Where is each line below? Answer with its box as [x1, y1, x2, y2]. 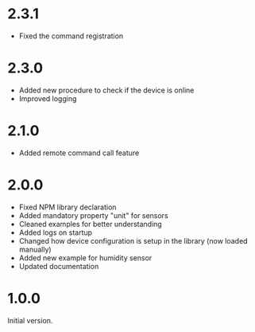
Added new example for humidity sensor [18, 252, 153, 263]
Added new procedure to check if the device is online [18, 85, 195, 95]
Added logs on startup [18, 228, 93, 237]
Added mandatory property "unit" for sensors [18, 210, 168, 220]
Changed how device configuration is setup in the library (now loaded [18, 236, 248, 245]
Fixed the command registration [18, 31, 124, 41]
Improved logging [18, 93, 77, 104]
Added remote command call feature [18, 148, 140, 158]
